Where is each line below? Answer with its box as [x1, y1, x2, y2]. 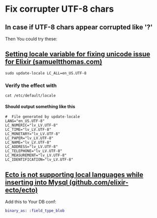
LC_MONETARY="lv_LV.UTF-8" [5, 131, 60, 137]
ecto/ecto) [5, 186, 38, 194]
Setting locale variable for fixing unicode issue [5, 50, 151, 58]
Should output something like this [5, 103, 76, 109]
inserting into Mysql [5, 178, 68, 187]
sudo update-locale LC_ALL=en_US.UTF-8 [5, 71, 87, 75]
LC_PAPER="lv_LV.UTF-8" [5, 136, 54, 141]
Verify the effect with [5, 82, 57, 89]
